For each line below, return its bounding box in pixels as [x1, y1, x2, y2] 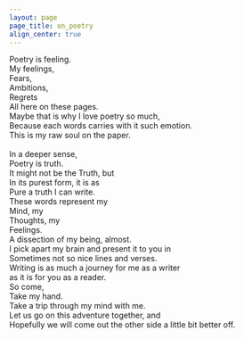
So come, [9, 282, 45, 293]
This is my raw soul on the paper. [9, 130, 131, 141]
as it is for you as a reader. [9, 272, 107, 283]
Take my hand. [9, 291, 64, 302]
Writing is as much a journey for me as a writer [9, 262, 181, 273]
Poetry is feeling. [9, 54, 71, 65]
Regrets [9, 92, 38, 103]
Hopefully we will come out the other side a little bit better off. [9, 319, 236, 330]
